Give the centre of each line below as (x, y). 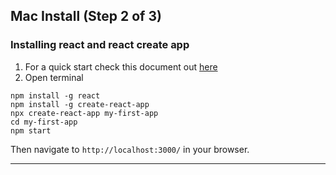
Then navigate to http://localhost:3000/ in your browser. (130, 149)
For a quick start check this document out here (121, 66)
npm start (31, 130)
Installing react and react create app (100, 45)
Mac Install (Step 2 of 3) (86, 16)
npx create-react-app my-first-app (84, 113)
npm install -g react (55, 95)
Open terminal (54, 77)
